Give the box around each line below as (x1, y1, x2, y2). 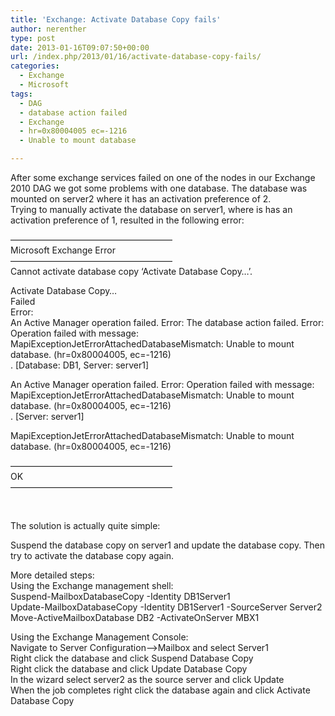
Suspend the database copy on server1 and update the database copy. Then (10, 539, 326, 551)
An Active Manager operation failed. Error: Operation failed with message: (10, 379, 315, 390)
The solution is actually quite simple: (10, 520, 161, 531)
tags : (10, 89, 33, 99)
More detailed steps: (10, 569, 95, 581)
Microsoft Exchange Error (10, 244, 116, 256)
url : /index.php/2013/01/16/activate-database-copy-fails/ (10, 52, 262, 62)
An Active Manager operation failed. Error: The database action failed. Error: (10, 317, 325, 328)
